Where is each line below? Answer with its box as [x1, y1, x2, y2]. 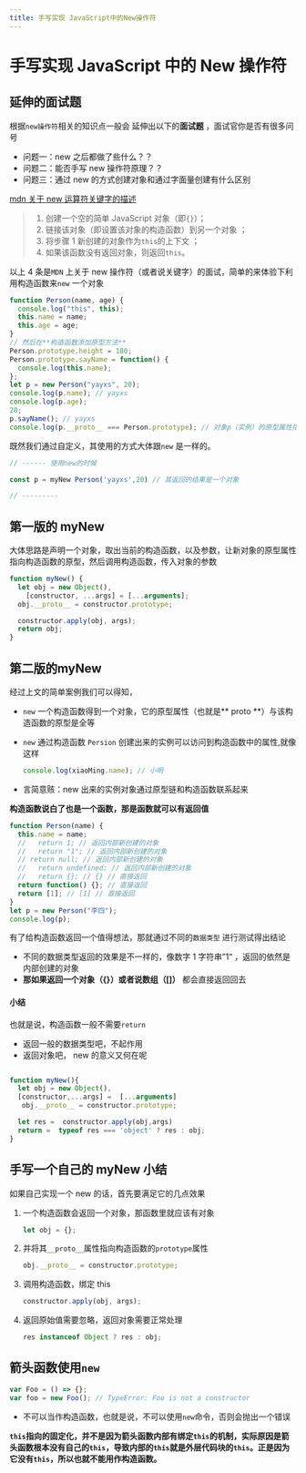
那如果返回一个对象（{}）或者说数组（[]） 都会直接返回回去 [22, 974, 247, 985]
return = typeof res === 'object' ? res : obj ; [17, 1126, 206, 1135]
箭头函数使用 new [9, 1360, 100, 1376]
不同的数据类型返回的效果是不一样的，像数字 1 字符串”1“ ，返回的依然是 [22, 951, 291, 962]
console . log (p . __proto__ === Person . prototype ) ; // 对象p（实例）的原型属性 [9, 423, 293, 432]
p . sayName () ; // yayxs [9, 414, 96, 424]
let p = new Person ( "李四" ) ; [9, 905, 117, 916]
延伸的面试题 [9, 95, 82, 110]
